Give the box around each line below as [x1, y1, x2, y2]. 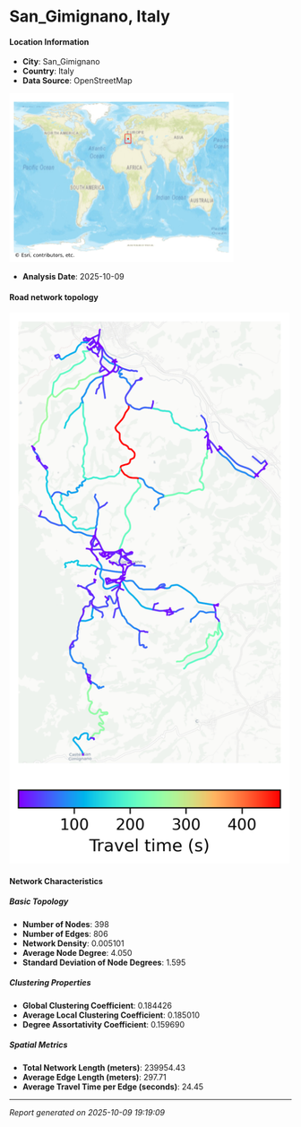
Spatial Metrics [9, 1039, 68, 1050]
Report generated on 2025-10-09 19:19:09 [9, 1106, 166, 1117]
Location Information [9, 36, 90, 47]
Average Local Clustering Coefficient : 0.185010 [21, 1010, 200, 1020]
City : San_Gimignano [21, 56, 100, 67]
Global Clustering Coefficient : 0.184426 [21, 1000, 173, 1011]
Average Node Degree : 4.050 [21, 947, 133, 958]
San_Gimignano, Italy [9, 6, 170, 27]
